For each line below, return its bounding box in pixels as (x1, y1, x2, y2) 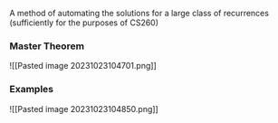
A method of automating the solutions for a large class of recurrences (9, 8, 270, 18)
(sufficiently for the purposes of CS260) (9, 17, 159, 28)
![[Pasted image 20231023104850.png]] (9, 103, 158, 114)
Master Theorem (9, 40, 84, 52)
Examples (9, 83, 54, 96)
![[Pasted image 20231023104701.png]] (9, 61, 157, 71)
